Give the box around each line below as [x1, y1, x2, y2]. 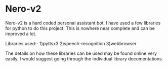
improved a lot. [5, 30, 36, 37]
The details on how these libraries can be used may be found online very [5, 50, 157, 56]
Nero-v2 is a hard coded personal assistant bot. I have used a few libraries [5, 20, 161, 26]
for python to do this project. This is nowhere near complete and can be [5, 25, 155, 31]
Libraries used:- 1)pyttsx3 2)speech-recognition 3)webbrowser [5, 40, 137, 46]
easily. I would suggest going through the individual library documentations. [5, 55, 163, 61]
